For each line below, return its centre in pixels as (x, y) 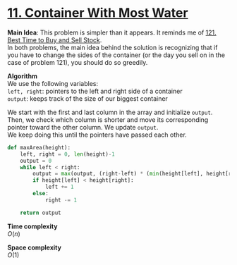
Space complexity (35, 247)
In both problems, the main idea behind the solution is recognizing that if (113, 47)
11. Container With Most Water (98, 13)
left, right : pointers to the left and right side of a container (95, 91)
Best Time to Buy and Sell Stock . (55, 39)
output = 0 (36, 161)
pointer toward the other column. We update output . (83, 127)
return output (41, 213)
